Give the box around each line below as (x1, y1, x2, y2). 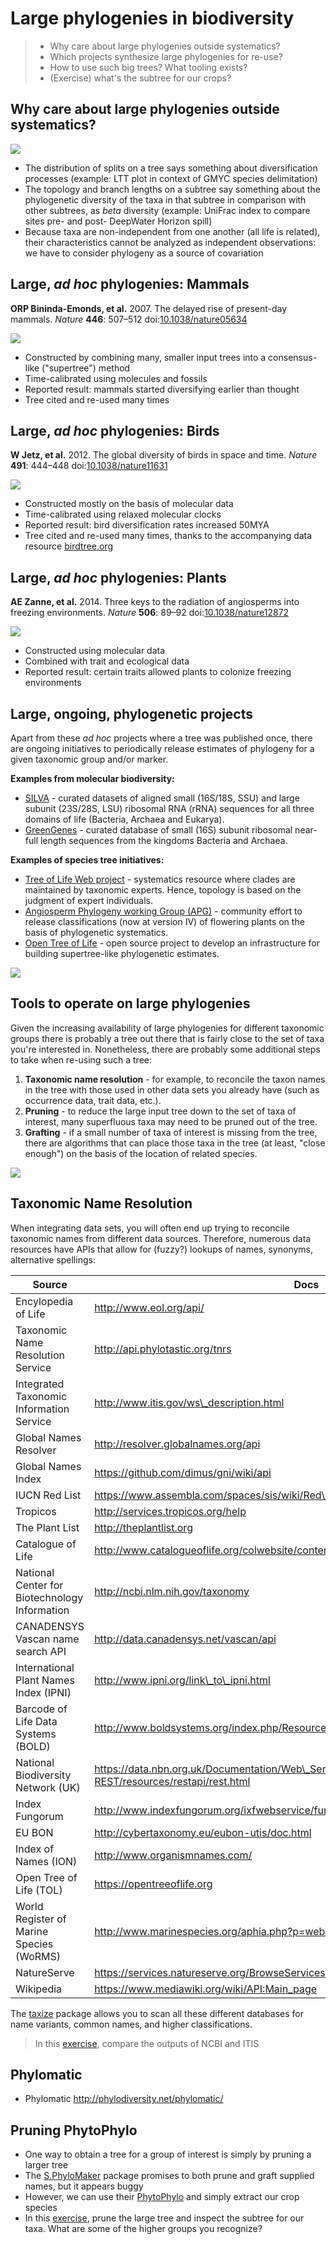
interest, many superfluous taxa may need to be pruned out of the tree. (24, 1115, 318, 1127)
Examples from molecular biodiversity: (10, 773, 175, 784)
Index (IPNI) (15, 1685, 72, 1699)
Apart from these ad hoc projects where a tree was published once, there (10, 732, 313, 744)
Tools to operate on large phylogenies (10, 995, 251, 1012)
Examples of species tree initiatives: (10, 854, 165, 866)
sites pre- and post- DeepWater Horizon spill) (24, 215, 213, 227)
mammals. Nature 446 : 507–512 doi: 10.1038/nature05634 (10, 313, 248, 325)
